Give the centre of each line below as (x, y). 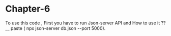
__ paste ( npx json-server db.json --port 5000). (55, 28)
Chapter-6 (28, 9)
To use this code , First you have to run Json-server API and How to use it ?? (85, 23)
